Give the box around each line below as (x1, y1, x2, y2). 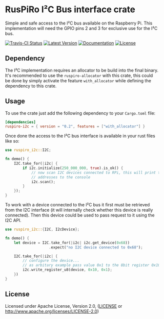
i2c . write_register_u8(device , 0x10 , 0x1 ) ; (22, 268, 112, 272)
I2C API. (5, 218, 21, 223)
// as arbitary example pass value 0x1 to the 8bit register (22, 263, 150, 268)
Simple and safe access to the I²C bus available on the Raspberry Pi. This (5, 20, 153, 26)
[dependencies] (5, 120, 36, 124)
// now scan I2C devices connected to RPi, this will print (31, 170, 156, 175)
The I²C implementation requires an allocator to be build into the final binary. (5, 67, 159, 73)
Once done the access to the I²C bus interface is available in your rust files (5, 133, 155, 139)
